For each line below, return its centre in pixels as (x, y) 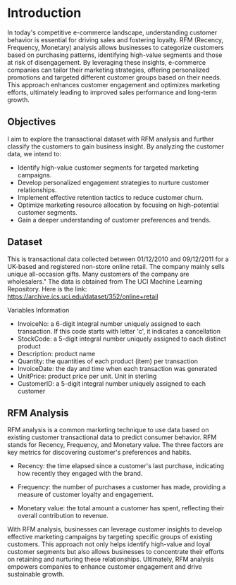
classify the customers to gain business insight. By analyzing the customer (116, 146)
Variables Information (38, 310)
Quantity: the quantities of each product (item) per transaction (108, 361)
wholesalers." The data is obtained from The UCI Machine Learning (105, 281)
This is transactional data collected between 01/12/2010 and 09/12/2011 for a (118, 259)
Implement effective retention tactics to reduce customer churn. (110, 197)
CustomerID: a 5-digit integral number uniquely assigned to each (112, 383)
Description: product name (56, 353)
